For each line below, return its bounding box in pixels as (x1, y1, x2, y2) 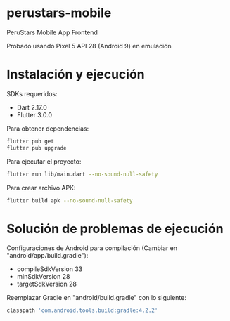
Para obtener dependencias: (6, 124, 89, 133)
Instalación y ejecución (6, 67, 145, 82)
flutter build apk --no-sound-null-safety (6, 197, 133, 204)
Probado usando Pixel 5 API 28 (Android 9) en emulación (6, 41, 172, 50)
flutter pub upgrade (6, 144, 68, 152)
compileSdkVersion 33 (16, 265, 83, 273)
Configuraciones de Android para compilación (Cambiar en (6, 244, 177, 252)
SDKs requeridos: (6, 89, 58, 98)
